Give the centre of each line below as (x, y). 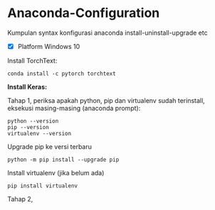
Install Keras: (27, 87)
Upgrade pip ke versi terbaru (50, 147)
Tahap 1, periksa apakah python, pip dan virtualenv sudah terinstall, (106, 100)
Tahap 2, (20, 199)
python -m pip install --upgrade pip (63, 160)
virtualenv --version (40, 133)
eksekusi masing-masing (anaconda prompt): (74, 108)
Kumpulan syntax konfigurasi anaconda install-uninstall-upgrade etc (107, 33)
